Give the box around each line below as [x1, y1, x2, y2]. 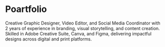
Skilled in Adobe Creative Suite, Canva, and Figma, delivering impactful [5, 30, 151, 36]
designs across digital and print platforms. [5, 36, 92, 42]
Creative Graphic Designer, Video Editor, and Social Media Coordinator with [5, 20, 161, 26]
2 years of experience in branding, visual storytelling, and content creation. [5, 25, 160, 31]
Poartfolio [5, 3, 47, 15]
